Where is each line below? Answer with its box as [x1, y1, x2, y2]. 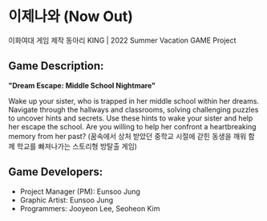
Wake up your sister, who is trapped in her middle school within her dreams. [8, 96, 259, 105]
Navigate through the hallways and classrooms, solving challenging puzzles [8, 104, 259, 114]
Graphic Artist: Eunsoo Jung [19, 194, 114, 205]
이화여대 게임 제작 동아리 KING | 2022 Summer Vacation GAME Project [8, 35, 237, 45]
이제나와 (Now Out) [8, 7, 134, 26]
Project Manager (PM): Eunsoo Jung [19, 186, 140, 196]
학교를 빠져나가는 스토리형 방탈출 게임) [16, 141, 138, 151]
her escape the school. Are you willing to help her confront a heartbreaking [8, 121, 257, 131]
